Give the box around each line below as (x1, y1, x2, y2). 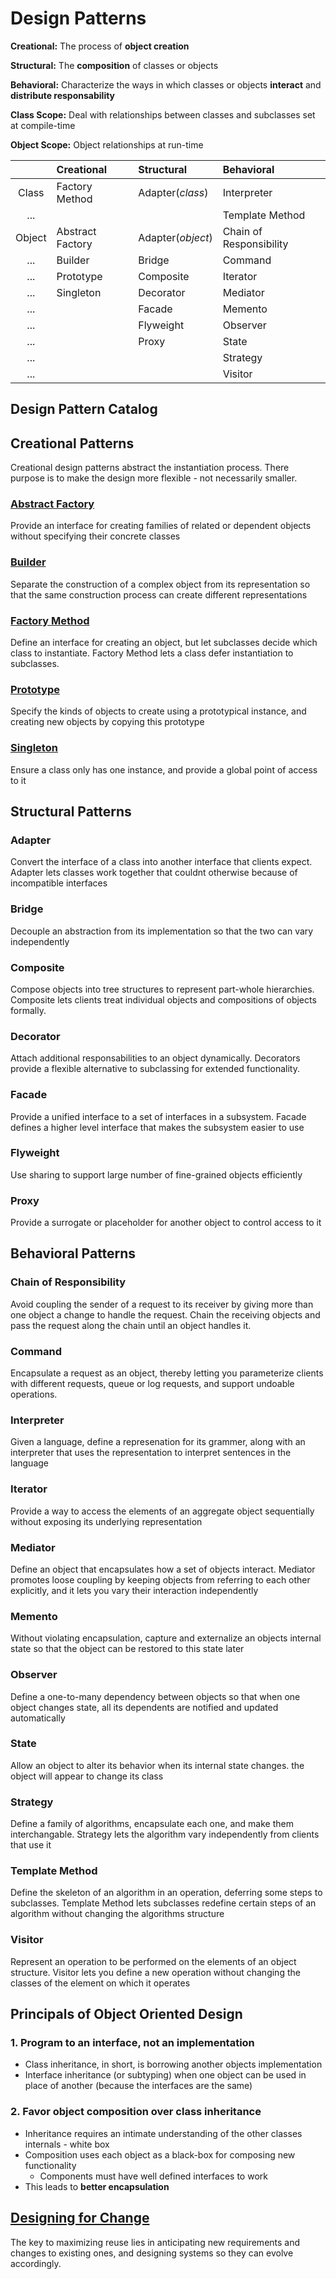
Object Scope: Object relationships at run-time (10, 138, 204, 151)
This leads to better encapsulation (24, 2180, 170, 2192)
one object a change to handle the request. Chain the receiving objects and (10, 1308, 321, 1321)
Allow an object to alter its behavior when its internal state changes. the (10, 1759, 305, 1771)
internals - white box (24, 2138, 110, 2150)
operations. (10, 1388, 58, 1401)
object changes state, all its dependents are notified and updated (10, 1701, 279, 1713)
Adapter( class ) (138, 185, 209, 199)
